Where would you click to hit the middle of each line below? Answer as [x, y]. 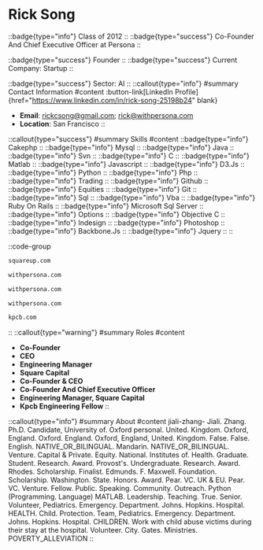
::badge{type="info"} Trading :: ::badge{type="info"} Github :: [108, 181]
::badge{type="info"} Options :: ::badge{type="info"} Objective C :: [117, 214]
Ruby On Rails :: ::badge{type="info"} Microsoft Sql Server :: [106, 205]
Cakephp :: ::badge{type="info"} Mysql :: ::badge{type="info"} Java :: [121, 147]
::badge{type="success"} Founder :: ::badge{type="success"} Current [123, 60]
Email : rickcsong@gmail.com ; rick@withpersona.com [106, 115]
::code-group [30, 246]
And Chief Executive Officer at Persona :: [75, 44]
